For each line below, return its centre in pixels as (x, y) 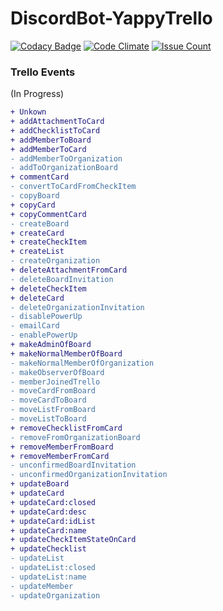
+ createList (37, 252)
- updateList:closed (53, 568)
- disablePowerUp (46, 317)
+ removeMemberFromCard (60, 456)
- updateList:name (48, 577)
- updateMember (42, 586)
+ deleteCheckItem (48, 288)
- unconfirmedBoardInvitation (73, 465)
